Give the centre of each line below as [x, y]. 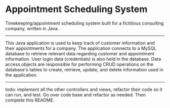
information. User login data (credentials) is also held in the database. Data [83, 59]
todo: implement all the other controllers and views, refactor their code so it [84, 89]
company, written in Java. [32, 28]
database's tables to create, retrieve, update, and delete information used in [84, 69]
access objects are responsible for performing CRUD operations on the [79, 64]
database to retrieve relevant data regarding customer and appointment [80, 53]
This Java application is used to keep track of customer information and [80, 43]
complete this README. [30, 100]
